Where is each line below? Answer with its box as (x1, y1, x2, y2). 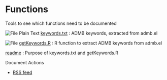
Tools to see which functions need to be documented (5, 20, 117, 26)
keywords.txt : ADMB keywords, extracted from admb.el (40, 30, 158, 36)
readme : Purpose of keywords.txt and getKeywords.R (5, 50, 118, 56)
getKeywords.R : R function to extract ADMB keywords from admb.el (19, 39, 162, 46)
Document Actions (5, 59, 44, 65)
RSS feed (12, 69, 32, 75)
